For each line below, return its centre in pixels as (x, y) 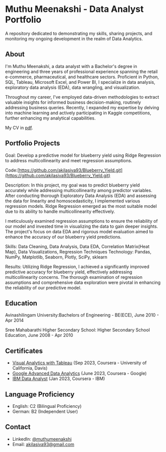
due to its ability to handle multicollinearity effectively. (60, 211)
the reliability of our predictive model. (43, 288)
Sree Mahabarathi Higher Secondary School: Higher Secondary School (78, 330)
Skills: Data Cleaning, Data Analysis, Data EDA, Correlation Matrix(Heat (77, 246)
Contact (18, 427)
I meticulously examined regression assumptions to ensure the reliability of (82, 221)
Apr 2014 (14, 321)
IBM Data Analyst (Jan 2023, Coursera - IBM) (58, 379)
